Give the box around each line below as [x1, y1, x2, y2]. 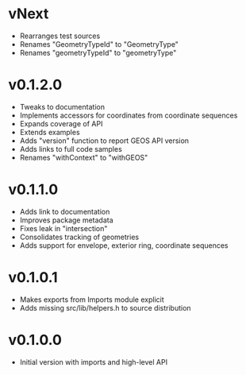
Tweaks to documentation [19, 102, 106, 111]
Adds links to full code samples [19, 144, 123, 153]
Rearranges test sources [19, 31, 101, 41]
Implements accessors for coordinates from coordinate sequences [19, 110, 238, 120]
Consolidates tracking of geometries [19, 232, 140, 242]
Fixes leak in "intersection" [19, 223, 108, 233]
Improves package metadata [19, 215, 113, 225]
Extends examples [19, 127, 81, 137]
